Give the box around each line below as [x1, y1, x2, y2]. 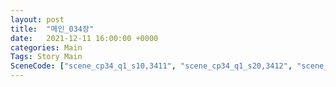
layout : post [10, 14, 65, 25]
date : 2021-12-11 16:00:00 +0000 [10, 33, 159, 43]
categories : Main [10, 42, 83, 53]
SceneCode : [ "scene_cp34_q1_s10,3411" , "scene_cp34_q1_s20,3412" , [10, 61, 293, 71]
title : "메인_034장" [10, 24, 95, 34]
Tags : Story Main [10, 52, 83, 62]
